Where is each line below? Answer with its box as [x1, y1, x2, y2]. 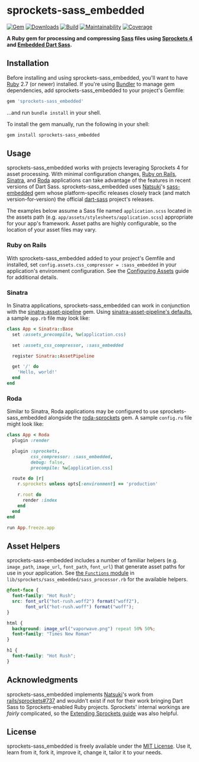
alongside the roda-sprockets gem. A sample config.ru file [47, 414, 192, 421]
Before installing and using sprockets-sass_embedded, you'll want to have [7, 74, 188, 81]
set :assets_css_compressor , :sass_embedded [12, 342, 124, 348]
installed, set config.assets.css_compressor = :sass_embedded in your [7, 261, 177, 268]
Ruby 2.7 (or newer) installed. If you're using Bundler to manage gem [7, 80, 175, 87]
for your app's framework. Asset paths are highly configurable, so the [7, 220, 177, 227]
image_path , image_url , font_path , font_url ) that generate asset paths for [7, 563, 185, 571]
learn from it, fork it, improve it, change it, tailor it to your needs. [7, 749, 162, 756]
